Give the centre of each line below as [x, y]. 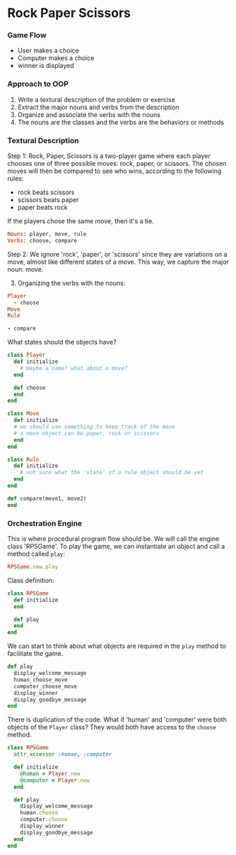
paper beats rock [42, 208]
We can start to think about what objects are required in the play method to [117, 646]
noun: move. [25, 269]
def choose [30, 388]
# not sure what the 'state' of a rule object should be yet [112, 473]
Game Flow [27, 35]
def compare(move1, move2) [47, 498]
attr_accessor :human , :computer [63, 754]
